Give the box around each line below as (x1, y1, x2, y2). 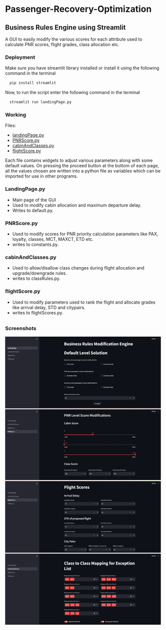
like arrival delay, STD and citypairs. (12, 304, 85, 310)
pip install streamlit (9, 81, 56, 86)
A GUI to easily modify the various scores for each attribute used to (5, 36, 142, 42)
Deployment (5, 53, 36, 60)
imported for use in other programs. (5, 173, 78, 179)
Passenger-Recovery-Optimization (5, 3, 152, 15)
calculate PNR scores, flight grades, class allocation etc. (5, 42, 120, 47)
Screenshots (5, 325, 37, 332)
